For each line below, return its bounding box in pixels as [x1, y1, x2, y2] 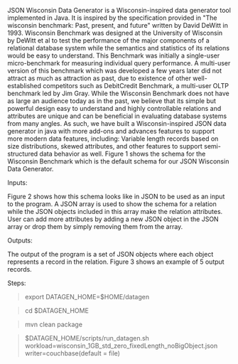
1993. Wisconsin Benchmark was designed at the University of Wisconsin [7, 28, 223, 37]
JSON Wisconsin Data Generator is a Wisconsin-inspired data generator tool [7, 6, 231, 14]
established [7, 82, 41, 90]
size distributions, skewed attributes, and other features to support [7, 142, 202, 150]
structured [7, 149, 38, 158]
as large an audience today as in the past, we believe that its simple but [7, 97, 217, 105]
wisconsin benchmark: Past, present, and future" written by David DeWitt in [7, 21, 229, 29]
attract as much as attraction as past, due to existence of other [7, 74, 192, 82]
